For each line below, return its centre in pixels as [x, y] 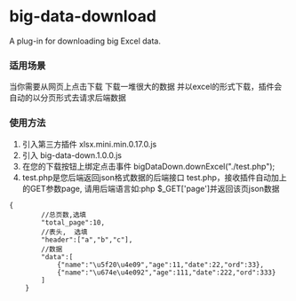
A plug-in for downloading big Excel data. [85, 41]
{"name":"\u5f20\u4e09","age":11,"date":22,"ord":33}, [160, 265]
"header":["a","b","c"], [87, 240]
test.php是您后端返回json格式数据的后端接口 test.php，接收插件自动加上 [154, 177]
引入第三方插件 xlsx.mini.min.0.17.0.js [89, 144]
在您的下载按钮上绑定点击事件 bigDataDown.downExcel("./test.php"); [148, 166]
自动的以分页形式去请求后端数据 [68, 98]
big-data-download [83, 16]
